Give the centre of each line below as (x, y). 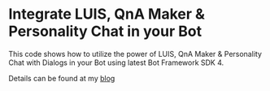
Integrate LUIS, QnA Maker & (107, 14)
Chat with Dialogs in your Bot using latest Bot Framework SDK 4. (116, 63)
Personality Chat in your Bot (105, 31)
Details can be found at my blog (62, 78)
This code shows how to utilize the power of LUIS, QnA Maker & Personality (135, 54)
